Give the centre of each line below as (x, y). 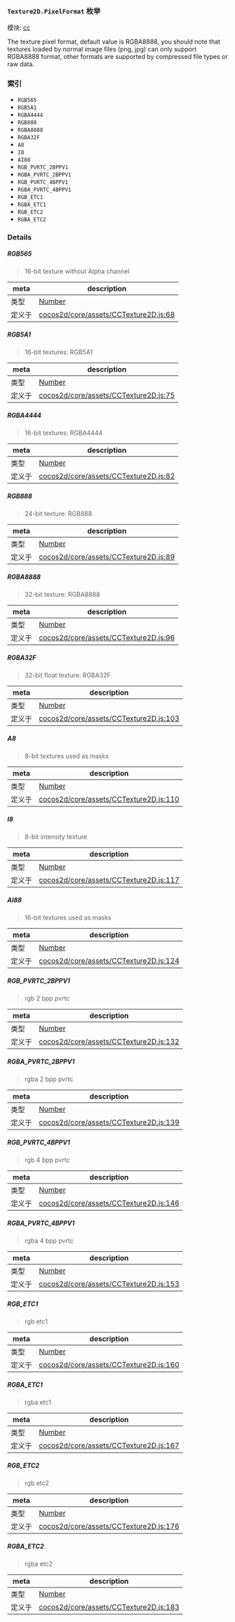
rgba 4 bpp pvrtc (49, 1241)
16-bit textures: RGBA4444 (63, 433)
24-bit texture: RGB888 (58, 514)
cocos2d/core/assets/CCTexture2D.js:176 (109, 1526)
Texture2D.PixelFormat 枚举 (54, 11)
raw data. (21, 64)
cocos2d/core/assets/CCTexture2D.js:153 (109, 1284)
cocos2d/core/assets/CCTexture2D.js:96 (107, 638)
